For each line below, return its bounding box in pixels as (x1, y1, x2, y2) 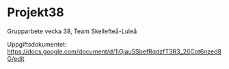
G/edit (7, 54, 25, 62)
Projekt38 (7, 5, 65, 20)
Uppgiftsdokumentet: (7, 40, 67, 48)
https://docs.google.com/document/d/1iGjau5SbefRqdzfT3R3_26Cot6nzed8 (7, 47, 222, 55)
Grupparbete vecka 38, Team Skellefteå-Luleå (7, 27, 137, 35)
